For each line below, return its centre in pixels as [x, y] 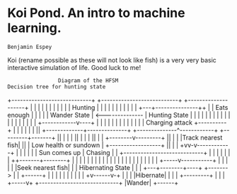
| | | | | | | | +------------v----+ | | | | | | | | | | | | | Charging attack [100, 122]
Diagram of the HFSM [88, 80]
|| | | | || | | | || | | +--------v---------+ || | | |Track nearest [140, 137]
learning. [34, 28]
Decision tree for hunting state [57, 86]
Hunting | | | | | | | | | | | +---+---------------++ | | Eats [150, 107]
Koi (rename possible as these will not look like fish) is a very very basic [112, 60]
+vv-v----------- [204, 145]
